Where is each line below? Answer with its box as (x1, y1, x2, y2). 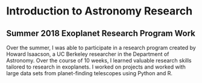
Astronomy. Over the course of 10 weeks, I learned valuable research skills (6, 57, 192, 64)
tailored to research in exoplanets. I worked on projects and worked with (6, 63, 186, 70)
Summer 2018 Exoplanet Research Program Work (6, 28, 196, 38)
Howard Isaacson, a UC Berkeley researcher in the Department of (6, 51, 169, 58)
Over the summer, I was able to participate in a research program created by (6, 44, 196, 51)
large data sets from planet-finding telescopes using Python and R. (6, 70, 173, 76)
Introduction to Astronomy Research (6, 4, 193, 18)
